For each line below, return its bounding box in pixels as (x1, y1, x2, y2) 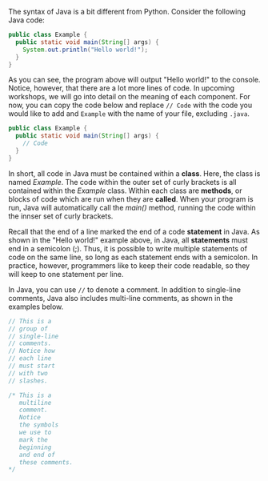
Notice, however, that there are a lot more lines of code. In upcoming (8, 83, 234, 93)
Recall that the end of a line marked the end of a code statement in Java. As (8, 226, 260, 236)
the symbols (18, 421, 59, 429)
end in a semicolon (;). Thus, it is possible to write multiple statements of (8, 243, 248, 253)
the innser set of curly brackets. (8, 211, 114, 221)
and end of (18, 451, 56, 459)
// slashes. (8, 376, 48, 385)
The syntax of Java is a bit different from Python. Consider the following (8, 7, 246, 16)
